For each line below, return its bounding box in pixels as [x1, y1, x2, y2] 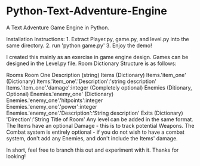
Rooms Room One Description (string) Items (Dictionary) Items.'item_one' [6, 71, 186, 78]
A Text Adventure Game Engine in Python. [6, 24, 110, 31]
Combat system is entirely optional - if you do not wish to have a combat [6, 128, 185, 136]
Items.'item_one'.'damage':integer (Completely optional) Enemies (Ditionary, [6, 84, 192, 91]
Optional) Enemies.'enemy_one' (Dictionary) [6, 90, 114, 97]
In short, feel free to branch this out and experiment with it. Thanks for [6, 146, 179, 153]
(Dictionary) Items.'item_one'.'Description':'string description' [6, 78, 157, 85]
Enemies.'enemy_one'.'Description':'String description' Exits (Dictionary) [6, 109, 183, 116]
